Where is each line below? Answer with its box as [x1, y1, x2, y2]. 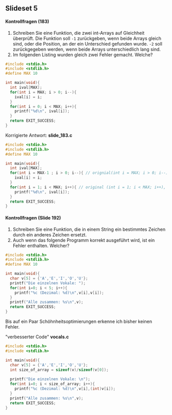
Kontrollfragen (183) [5, 18, 50, 25]
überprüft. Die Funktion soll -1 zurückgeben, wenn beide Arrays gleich [12, 35, 162, 41]
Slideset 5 [5, 4, 38, 13]
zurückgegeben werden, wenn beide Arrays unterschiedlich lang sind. [12, 46, 161, 52]
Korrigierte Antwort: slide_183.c [5, 132, 73, 138]
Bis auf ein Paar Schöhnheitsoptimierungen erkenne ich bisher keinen [5, 318, 153, 324]
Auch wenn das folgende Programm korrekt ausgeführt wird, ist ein [12, 237, 155, 243]
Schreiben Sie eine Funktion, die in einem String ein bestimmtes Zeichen [12, 226, 166, 232]
